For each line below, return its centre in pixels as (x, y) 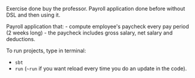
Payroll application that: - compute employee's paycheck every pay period (98, 26)
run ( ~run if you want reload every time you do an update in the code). (101, 68)
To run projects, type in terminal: (46, 51)
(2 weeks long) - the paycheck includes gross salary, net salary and (89, 33)
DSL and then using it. (33, 15)
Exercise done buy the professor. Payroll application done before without (96, 9)
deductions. (21, 39)
